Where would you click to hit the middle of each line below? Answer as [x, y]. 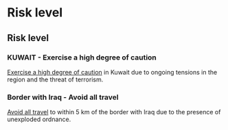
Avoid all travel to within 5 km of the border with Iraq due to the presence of [114, 112]
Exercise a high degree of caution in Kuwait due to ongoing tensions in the [112, 72]
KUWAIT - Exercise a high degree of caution [82, 57]
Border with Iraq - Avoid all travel [63, 97]
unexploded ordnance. [39, 119]
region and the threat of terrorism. [55, 79]
